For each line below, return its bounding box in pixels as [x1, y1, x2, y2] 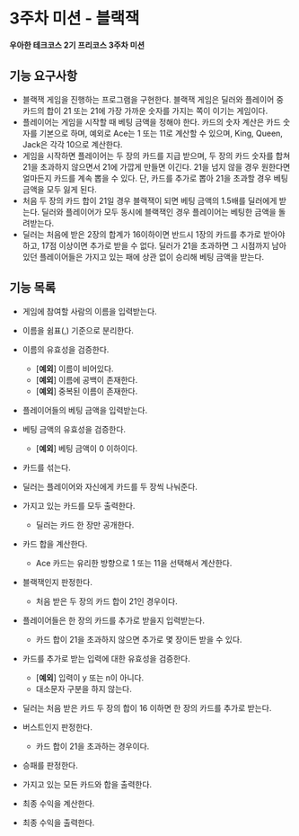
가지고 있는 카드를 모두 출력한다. [22, 500, 136, 511]
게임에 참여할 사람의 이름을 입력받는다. [22, 306, 157, 316]
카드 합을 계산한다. [22, 538, 88, 549]
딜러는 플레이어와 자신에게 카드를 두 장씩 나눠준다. [22, 481, 198, 492]
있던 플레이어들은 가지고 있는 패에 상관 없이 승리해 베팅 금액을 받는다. [22, 251, 265, 262]
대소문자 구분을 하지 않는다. [35, 683, 132, 694]
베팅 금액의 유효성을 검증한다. [22, 423, 127, 434]
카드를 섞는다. [22, 462, 72, 473]
